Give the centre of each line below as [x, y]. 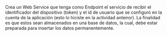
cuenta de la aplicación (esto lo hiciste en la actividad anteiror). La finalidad [83, 18]
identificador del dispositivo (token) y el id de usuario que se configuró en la [84, 12]
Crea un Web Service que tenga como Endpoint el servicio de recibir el [78, 7]
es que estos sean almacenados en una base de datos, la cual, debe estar [81, 23]
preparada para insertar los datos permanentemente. [60, 28]
